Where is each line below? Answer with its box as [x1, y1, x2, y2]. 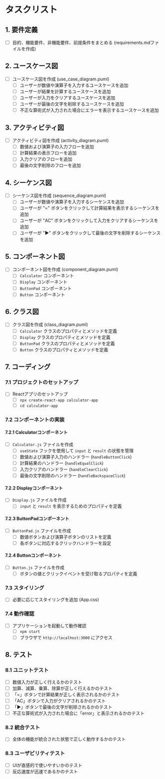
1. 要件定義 [5, 25, 38, 34]
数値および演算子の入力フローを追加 [19, 144, 94, 150]
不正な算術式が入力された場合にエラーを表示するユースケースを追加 [19, 107, 159, 113]
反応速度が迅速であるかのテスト [12, 768, 78, 775]
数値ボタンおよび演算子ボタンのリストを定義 [19, 534, 112, 540]
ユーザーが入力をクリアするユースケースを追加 [19, 95, 115, 101]
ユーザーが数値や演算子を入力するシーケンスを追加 [19, 199, 124, 205]
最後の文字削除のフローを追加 [19, 162, 81, 168]
